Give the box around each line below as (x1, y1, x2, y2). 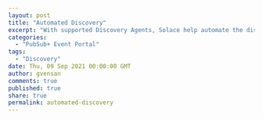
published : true (8, 84, 61, 92)
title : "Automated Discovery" (8, 19, 107, 27)
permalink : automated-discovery (8, 99, 113, 106)
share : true (8, 92, 47, 99)
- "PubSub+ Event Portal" (15, 41, 100, 49)
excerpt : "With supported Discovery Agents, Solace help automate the (8, 26, 243, 34)
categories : (8, 33, 47, 41)
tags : (8, 48, 26, 56)
